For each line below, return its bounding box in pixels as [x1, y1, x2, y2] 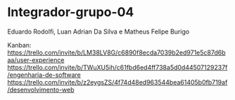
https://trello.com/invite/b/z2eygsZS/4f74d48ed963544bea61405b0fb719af [7, 78, 228, 86]
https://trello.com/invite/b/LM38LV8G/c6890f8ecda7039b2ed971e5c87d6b [7, 48, 227, 57]
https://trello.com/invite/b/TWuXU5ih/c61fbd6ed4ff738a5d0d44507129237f [7, 63, 228, 71]
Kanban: [7, 41, 32, 49]
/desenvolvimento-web [7, 85, 75, 94]
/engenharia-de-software [7, 71, 81, 79]
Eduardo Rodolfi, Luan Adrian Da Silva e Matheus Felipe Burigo [7, 27, 190, 36]
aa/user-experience [7, 55, 65, 64]
